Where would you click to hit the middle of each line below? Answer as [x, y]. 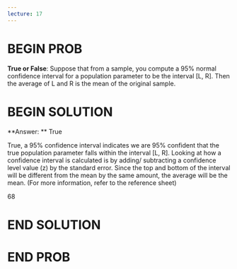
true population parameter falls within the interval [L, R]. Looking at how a [114, 153]
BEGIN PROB [45, 48]
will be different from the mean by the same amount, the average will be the [117, 175]
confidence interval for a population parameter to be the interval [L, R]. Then [118, 76]
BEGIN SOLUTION [60, 112]
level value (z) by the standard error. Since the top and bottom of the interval [119, 167]
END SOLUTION [54, 225]
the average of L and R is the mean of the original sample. [92, 83]
